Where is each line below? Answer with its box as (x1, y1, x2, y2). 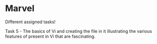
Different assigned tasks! (5, 19, 56, 25)
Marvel (5, 3, 34, 14)
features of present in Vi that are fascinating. (5, 33, 96, 39)
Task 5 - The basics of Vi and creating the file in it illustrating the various (5, 28, 153, 34)
